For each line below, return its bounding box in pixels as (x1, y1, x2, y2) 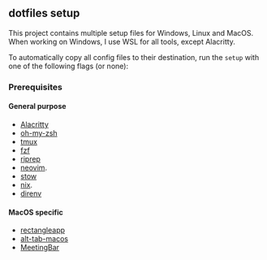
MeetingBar (19, 243, 59, 253)
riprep (19, 154, 41, 163)
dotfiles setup (8, 6, 80, 20)
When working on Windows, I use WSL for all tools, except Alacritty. (8, 37, 235, 46)
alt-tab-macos (19, 234, 69, 244)
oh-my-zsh (19, 128, 58, 137)
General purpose (8, 102, 67, 111)
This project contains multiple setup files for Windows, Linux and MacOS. (8, 28, 254, 37)
